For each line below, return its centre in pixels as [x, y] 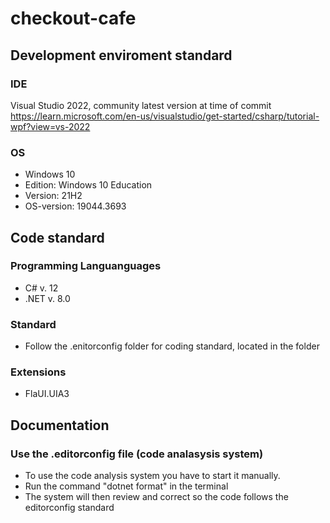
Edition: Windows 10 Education [88, 185]
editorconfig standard [69, 508]
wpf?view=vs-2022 [50, 126]
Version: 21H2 [53, 196]
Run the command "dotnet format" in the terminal [126, 486]
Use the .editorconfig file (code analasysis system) [137, 454]
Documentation [60, 425]
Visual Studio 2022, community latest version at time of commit [141, 105]
